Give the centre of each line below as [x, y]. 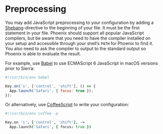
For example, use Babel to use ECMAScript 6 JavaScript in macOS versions [82, 63]
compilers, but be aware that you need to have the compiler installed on [78, 38]
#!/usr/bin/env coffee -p [32, 113]
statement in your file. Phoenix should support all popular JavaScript [75, 33]
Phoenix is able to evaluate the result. [43, 54]
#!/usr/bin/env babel [27, 77]
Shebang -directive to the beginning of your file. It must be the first [72, 27]
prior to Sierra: [20, 68]
